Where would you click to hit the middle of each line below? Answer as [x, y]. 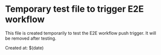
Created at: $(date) [24, 48]
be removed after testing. [31, 38]
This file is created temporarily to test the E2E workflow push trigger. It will [81, 33]
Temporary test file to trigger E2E [75, 9]
